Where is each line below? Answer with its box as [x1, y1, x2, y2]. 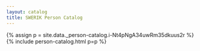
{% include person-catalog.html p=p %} [6, 38, 107, 45]
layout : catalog [6, 8, 47, 15]
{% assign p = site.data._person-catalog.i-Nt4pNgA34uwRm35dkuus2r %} [6, 31, 195, 38]
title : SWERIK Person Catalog [6, 15, 83, 21]
